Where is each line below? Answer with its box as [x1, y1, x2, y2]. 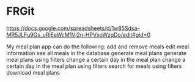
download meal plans [6, 69, 60, 76]
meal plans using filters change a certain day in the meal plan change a [6, 56, 186, 63]
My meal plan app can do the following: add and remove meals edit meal [6, 43, 189, 50]
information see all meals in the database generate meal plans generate [6, 49, 186, 56]
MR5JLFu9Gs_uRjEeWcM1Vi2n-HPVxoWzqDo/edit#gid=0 [6, 31, 151, 38]
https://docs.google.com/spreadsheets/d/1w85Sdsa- [6, 24, 140, 32]
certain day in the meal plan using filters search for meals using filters [6, 62, 182, 70]
